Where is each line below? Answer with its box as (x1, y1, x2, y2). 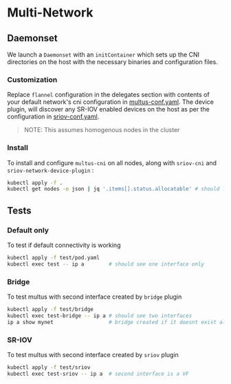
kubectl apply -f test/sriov (7, 364, 91, 371)
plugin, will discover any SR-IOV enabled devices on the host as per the (7, 105, 210, 114)
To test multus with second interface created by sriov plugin (7, 351, 179, 359)
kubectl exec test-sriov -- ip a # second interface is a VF (7, 370, 189, 377)
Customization (7, 74, 58, 84)
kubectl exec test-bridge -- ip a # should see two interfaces (7, 312, 192, 319)
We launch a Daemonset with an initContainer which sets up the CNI (7, 50, 200, 58)
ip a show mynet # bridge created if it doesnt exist (7, 319, 217, 326)
